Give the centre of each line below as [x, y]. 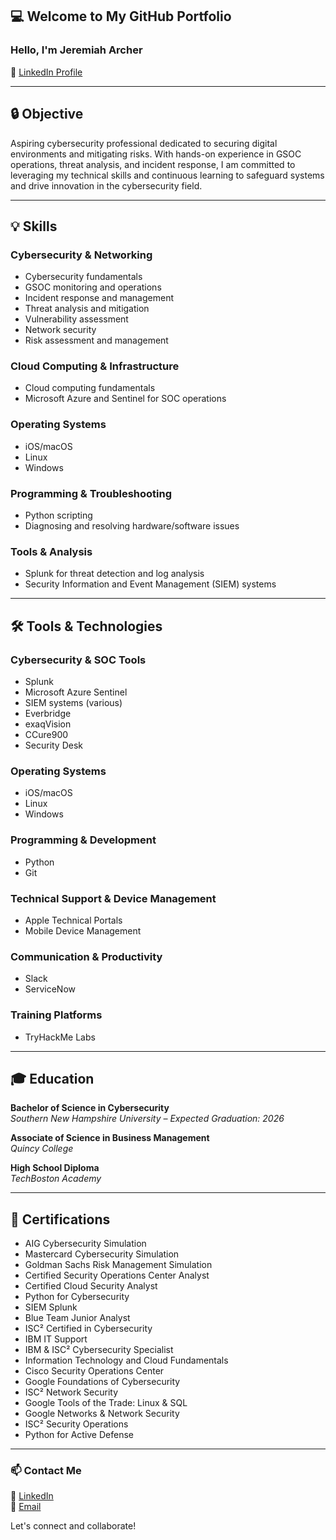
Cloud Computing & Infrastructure [95, 366]
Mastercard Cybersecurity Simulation [102, 1254]
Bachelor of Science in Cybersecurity [90, 1108]
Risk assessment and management [96, 340]
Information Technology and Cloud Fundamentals [126, 1360]
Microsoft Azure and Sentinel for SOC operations [125, 399]
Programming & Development [83, 840]
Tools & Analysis [51, 551]
